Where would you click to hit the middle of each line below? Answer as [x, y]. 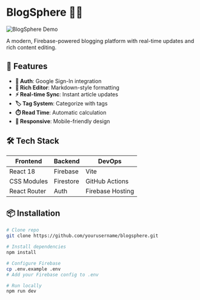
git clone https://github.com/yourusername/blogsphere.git [82, 236]
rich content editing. [32, 47]
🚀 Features [27, 66]
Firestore [67, 181]
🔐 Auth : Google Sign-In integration [58, 81]
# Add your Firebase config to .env [52, 275]
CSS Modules [29, 181]
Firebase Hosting [110, 191]
